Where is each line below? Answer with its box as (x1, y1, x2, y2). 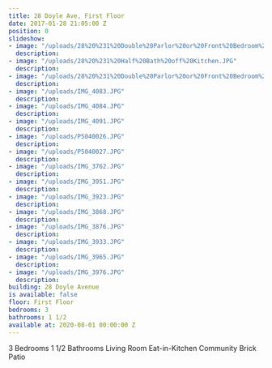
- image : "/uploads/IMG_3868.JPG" (8, 208, 125, 216)
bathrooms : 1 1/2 (8, 313, 67, 321)
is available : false (8, 291, 79, 299)
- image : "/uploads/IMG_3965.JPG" (8, 253, 125, 261)
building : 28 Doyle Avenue (8, 283, 100, 292)
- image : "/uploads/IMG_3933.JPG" (8, 238, 125, 246)
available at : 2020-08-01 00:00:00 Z (8, 321, 136, 329)
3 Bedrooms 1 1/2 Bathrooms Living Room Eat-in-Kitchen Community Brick (8, 343, 257, 353)
